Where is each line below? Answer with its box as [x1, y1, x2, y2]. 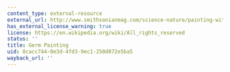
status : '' [7, 36, 38, 43]
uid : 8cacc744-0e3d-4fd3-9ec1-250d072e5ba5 [7, 49, 133, 56]
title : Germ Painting [7, 42, 69, 49]
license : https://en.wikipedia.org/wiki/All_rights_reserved [7, 29, 186, 36]
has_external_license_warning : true [7, 23, 112, 29]
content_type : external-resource [7, 10, 103, 17]
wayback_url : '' [7, 55, 53, 62]
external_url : [7, 16, 48, 23]
